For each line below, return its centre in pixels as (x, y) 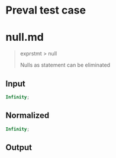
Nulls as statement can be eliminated (65, 65)
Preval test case (46, 10)
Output (19, 147)
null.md (25, 37)
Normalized (28, 116)
